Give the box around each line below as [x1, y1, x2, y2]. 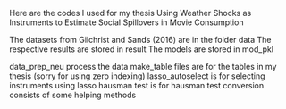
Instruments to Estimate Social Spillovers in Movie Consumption [9, 17, 244, 28]
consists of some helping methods [9, 89, 137, 100]
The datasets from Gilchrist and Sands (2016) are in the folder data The [9, 35, 272, 45]
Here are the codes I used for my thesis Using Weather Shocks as [9, 8, 252, 18]
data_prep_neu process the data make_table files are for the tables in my [9, 62, 277, 71]
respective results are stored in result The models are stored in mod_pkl [9, 44, 274, 54]
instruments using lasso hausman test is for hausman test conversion [9, 80, 265, 90]
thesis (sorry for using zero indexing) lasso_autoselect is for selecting [9, 71, 265, 81]
